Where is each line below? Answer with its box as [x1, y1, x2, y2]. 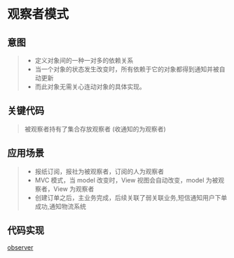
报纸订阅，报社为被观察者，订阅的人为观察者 [34, 167, 165, 175]
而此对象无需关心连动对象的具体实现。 [34, 83, 146, 91]
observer [7, 243, 34, 252]
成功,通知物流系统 [34, 202, 86, 210]
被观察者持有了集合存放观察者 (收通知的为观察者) [24, 124, 166, 133]
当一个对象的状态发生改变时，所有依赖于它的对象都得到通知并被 [34, 65, 219, 73]
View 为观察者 [53, 185, 95, 193]
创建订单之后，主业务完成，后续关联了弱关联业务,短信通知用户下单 [34, 193, 228, 201]
